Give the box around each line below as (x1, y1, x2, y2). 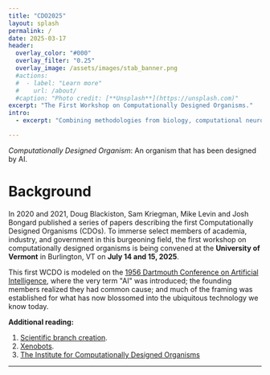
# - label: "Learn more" (15, 79, 103, 87)
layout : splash (8, 19, 59, 27)
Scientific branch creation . (19, 332, 108, 342)
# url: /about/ (15, 86, 78, 95)
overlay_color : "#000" (15, 49, 92, 57)
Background (8, 183, 92, 201)
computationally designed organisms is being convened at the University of (8, 243, 260, 253)
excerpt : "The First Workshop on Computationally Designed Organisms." (8, 101, 253, 109)
